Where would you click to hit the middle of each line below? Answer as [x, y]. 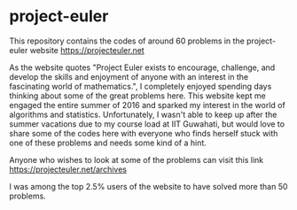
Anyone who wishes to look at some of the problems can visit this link [137, 159]
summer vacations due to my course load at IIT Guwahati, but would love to [147, 124]
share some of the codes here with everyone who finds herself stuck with [144, 133]
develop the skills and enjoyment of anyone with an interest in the [129, 76]
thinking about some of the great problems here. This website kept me [137, 96]
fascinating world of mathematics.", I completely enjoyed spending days [141, 86]
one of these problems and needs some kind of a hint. [108, 143]
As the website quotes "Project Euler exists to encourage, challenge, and [142, 67]
